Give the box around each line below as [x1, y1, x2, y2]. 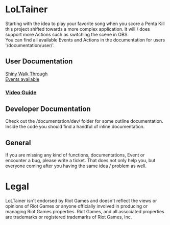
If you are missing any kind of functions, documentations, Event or [5, 152, 145, 158]
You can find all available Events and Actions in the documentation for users [5, 37, 165, 43]
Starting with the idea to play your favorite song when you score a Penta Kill [5, 20, 165, 27]
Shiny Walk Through [5, 71, 48, 77]
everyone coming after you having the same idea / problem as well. [5, 163, 147, 169]
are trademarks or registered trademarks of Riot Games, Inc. [5, 214, 132, 220]
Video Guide [5, 88, 37, 96]
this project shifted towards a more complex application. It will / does [5, 26, 150, 32]
